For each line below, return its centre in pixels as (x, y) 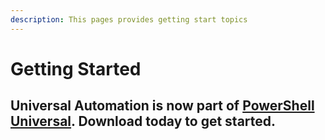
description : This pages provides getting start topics (129, 19)
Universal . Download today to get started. (143, 121)
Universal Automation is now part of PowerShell (162, 106)
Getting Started (76, 68)
